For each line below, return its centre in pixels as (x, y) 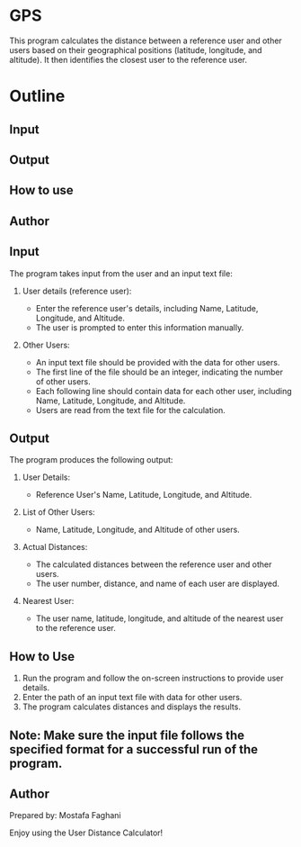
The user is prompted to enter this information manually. (140, 327)
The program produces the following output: (91, 460)
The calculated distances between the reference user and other (154, 564)
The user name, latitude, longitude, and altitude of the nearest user (159, 618)
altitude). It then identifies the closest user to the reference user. (128, 59)
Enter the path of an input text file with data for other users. (132, 698)
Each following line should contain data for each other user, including (164, 391)
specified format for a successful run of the (134, 749)
